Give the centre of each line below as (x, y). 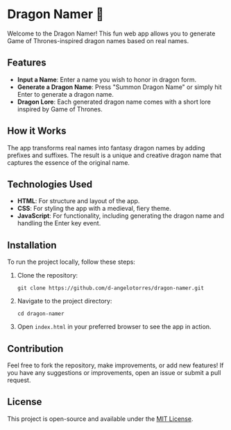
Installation (32, 245)
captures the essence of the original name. (69, 162)
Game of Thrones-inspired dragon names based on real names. (98, 40)
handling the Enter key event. (59, 223)
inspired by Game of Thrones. (60, 109)
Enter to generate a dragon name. (66, 94)
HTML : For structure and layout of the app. (78, 201)
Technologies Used (50, 184)
